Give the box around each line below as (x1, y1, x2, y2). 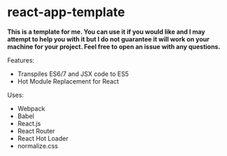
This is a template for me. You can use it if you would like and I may (7, 27, 205, 36)
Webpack (17, 104, 46, 112)
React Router (17, 126, 55, 135)
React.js (17, 119, 41, 127)
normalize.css (17, 141, 58, 150)
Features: (7, 56, 35, 64)
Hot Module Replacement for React (17, 77, 119, 85)
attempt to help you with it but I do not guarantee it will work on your (7, 34, 210, 43)
